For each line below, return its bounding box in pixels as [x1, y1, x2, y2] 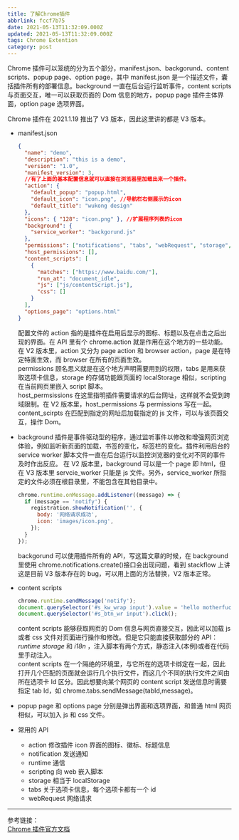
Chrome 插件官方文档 [7, 825, 70, 834]
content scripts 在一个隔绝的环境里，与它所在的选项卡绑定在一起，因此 [17, 660, 226, 668]
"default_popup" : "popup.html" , [31, 189, 127, 196]
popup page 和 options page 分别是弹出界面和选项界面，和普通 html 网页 [17, 702, 232, 710]
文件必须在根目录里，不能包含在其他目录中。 [30, 477, 161, 485]
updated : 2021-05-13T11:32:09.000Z [7, 30, 113, 38]
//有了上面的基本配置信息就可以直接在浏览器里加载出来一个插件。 [24, 176, 190, 183]
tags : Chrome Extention [7, 37, 78, 44]
